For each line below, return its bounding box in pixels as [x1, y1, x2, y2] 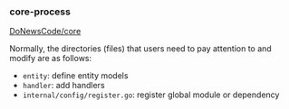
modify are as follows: [9, 53, 92, 64]
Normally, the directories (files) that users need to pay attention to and [9, 43, 272, 54]
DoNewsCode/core [9, 26, 82, 37]
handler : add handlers [22, 80, 106, 91]
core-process [9, 5, 71, 18]
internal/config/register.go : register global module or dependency [22, 89, 280, 100]
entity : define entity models [22, 70, 129, 81]
